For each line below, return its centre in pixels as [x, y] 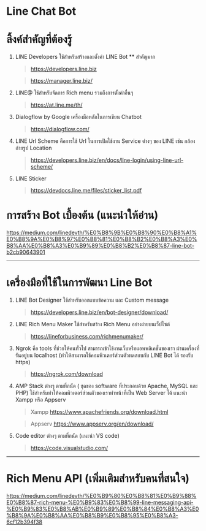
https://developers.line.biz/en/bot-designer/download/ [99, 312]
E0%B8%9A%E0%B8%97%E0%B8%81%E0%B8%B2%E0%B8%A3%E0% [102, 239]
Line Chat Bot [41, 11]
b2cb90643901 [26, 252]
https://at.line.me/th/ [56, 105]
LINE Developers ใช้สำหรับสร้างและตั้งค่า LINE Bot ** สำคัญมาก [85, 57]
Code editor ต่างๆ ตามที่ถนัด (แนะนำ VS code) [67, 436]
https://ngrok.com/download [67, 374]
